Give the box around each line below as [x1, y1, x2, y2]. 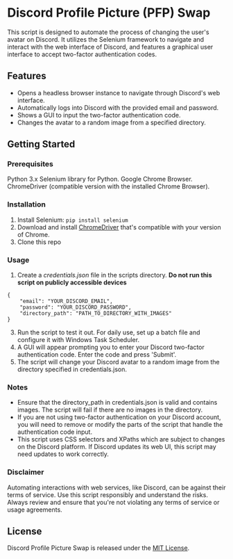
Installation [7, 200, 46, 209]
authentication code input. [17, 428, 92, 436]
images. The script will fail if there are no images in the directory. [17, 405, 203, 414]
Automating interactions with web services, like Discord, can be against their [7, 483, 226, 492]
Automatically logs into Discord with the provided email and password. [17, 103, 219, 112]
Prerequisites [7, 159, 53, 169]
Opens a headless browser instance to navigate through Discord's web [17, 88, 221, 97]
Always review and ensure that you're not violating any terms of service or [7, 498, 220, 506]
